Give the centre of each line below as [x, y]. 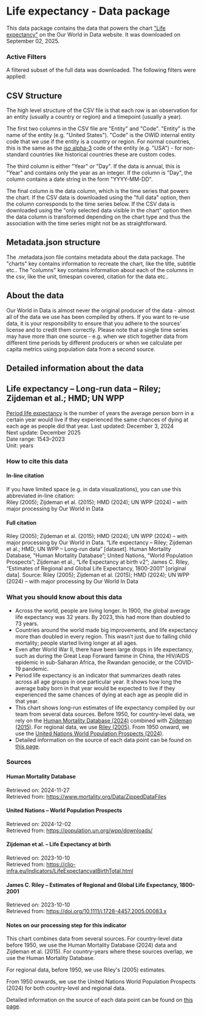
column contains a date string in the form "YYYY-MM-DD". [80, 179]
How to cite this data [37, 461]
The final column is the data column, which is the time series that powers [98, 191]
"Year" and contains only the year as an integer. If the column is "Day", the [99, 173]
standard [18, 155]
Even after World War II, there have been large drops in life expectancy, [104, 649]
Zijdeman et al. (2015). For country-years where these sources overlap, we [100, 951]
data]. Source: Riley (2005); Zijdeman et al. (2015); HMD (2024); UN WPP [98, 575]
